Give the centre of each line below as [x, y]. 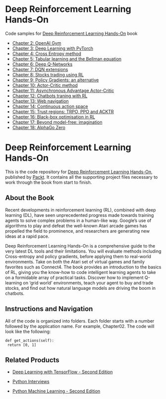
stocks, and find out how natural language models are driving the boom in [81, 288]
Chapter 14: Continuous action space [50, 106]
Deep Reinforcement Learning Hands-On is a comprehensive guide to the [80, 246]
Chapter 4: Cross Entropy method [47, 54]
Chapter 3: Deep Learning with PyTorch [53, 48]
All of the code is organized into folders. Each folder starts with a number [80, 321]
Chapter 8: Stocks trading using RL [48, 74]
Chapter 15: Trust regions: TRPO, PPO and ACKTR [63, 111]
